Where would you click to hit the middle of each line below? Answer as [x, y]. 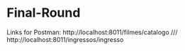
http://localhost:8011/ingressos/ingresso [65, 39]
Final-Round [44, 13]
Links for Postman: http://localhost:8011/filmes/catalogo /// [92, 32]
